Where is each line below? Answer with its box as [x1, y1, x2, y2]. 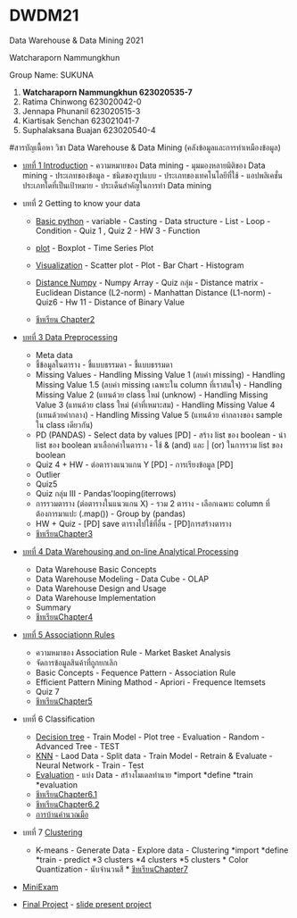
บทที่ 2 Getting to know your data [21, 197, 141, 208]
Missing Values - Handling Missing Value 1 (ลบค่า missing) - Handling [35, 369, 285, 380]
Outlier [35, 469, 61, 480]
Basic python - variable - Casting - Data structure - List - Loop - [35, 215, 271, 226]
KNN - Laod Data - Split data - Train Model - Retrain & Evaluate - [35, 750, 274, 761]
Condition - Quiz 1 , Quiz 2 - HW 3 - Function [35, 225, 201, 236]
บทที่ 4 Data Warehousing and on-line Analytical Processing [21, 546, 239, 556]
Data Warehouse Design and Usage [35, 582, 167, 594]
